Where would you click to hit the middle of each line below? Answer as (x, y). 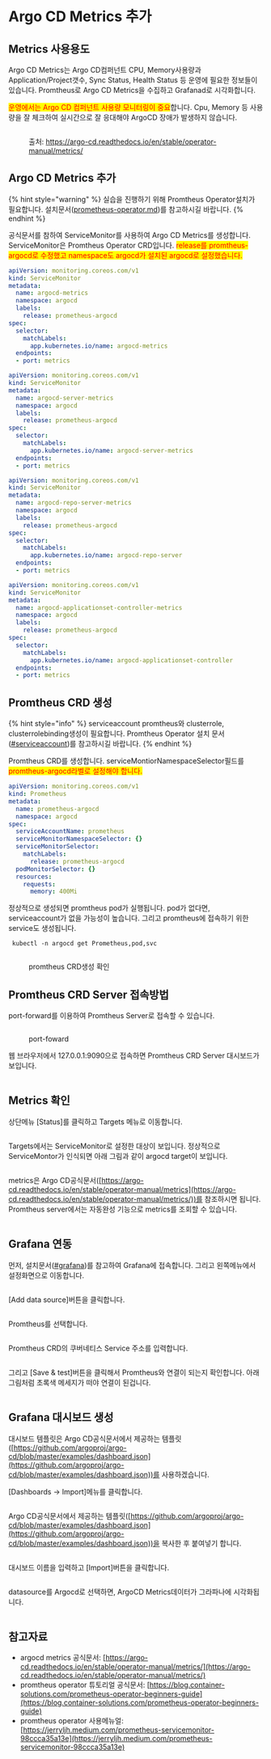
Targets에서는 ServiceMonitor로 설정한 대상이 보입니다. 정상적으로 (114, 1146)
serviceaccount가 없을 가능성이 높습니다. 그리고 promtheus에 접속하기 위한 (129, 918)
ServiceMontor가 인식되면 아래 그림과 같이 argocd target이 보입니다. (118, 1156)
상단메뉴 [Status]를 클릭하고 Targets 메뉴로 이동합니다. (96, 1122)
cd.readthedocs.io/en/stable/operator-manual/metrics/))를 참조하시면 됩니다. (135, 1199)
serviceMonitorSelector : (57, 847)
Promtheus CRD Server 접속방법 (89, 994)
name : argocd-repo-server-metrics (74, 503)
